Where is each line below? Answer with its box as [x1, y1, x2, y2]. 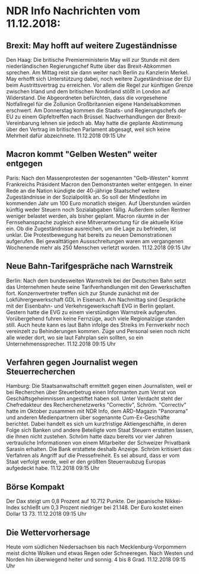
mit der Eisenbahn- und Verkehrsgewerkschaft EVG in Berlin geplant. [6, 302, 175, 309]
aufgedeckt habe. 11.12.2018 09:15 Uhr [6, 465, 100, 472]
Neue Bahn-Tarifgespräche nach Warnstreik [6, 261, 173, 271]
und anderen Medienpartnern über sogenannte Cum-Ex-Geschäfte [6, 414, 170, 421]
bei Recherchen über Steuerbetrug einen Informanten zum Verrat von [6, 388, 176, 396]
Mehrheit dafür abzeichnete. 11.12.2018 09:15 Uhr [6, 132, 127, 139]
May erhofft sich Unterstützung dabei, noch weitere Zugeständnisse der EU [6, 76, 191, 82]
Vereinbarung [6, 120, 40, 126]
